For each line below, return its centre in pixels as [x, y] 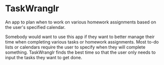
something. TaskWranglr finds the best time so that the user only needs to [81, 52]
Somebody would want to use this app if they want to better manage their [80, 37]
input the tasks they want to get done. [44, 57]
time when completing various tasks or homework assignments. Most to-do [82, 42]
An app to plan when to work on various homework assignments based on [81, 22]
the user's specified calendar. [35, 27]
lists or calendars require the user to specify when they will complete [75, 47]
